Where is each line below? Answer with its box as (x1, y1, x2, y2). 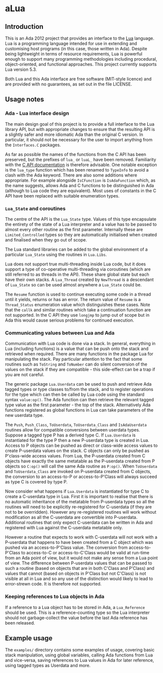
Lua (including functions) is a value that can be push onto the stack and (5, 346, 149, 352)
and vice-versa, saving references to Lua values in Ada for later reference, (5, 657, 154, 663)
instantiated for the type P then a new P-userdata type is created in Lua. (5, 437, 149, 443)
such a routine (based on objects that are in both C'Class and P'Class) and (5, 565, 155, 571)
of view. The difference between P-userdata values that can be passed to (5, 560, 152, 566)
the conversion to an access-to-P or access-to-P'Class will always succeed (5, 474, 157, 479)
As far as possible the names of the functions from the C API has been (5, 151, 146, 157)
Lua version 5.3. (5, 66, 37, 72)
